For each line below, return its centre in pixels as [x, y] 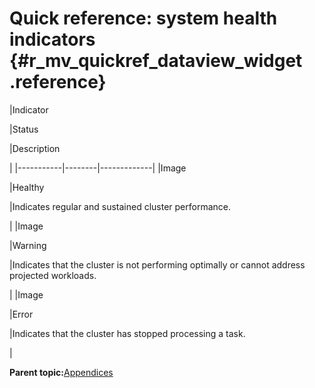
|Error [21, 314]
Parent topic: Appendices [61, 372]
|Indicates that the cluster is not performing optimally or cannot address [157, 264]
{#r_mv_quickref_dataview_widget [156, 61]
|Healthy [27, 187]
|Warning [28, 245]
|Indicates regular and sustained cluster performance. [120, 206]
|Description [35, 148]
